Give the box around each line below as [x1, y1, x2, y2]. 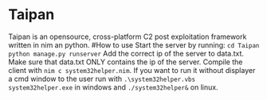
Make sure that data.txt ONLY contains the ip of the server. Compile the [8, 57, 243, 67]
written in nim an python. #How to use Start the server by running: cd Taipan [8, 40, 260, 49]
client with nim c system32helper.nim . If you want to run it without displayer [8, 65, 256, 75]
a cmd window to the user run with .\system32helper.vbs [8, 74, 196, 83]
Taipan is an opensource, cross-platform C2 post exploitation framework [8, 32, 247, 41]
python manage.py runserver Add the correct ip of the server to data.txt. [8, 48, 245, 58]
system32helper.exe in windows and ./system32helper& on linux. [8, 82, 218, 92]
